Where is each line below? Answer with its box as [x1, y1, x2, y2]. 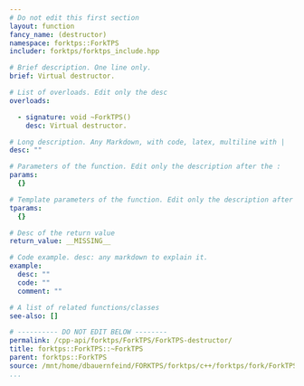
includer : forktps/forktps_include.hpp [9, 47, 160, 56]
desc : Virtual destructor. [25, 121, 128, 130]
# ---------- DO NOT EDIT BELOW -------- [9, 327, 168, 337]
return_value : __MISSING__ [9, 237, 111, 246]
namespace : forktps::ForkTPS [9, 38, 119, 48]
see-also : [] [9, 311, 59, 321]
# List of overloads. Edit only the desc [9, 88, 168, 97]
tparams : [9, 203, 43, 212]
